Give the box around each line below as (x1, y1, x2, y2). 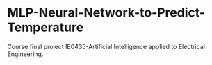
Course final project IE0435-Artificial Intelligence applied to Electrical (7, 42, 205, 50)
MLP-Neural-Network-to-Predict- (7, 5, 206, 21)
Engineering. (7, 50, 44, 58)
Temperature (7, 19, 84, 35)
